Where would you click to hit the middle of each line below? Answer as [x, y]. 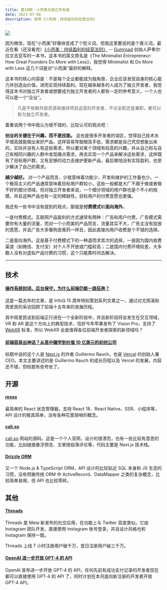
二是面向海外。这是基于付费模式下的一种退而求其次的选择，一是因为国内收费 [83, 241]
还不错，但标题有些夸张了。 [34, 367]
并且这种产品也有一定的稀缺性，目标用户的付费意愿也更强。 [75, 196]
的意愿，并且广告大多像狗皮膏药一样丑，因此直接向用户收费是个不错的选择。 [83, 230]
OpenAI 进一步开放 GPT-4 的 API [39, 558]
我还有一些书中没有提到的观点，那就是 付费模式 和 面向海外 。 [66, 207]
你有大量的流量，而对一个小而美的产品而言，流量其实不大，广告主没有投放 [85, 224]
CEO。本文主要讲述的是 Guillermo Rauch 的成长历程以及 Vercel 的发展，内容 [83, 360]
